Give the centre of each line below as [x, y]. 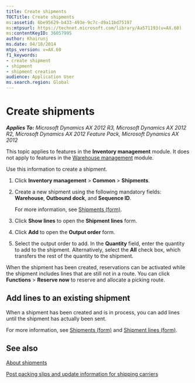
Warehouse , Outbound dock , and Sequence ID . [73, 198]
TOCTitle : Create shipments [40, 17]
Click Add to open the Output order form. [65, 232]
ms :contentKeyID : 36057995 [39, 33]
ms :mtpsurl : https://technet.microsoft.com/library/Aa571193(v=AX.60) [94, 28]
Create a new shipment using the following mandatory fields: [88, 192]
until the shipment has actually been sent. [56, 318]
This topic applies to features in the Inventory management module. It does [98, 151]
